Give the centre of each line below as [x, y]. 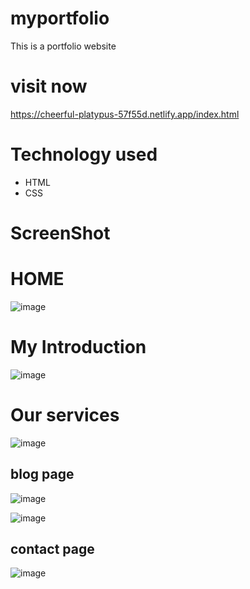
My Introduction [78, 347]
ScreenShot [60, 233]
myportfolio [60, 18]
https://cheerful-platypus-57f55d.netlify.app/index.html [125, 114]
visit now [49, 86]
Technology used [84, 154]
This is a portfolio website [63, 46]
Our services [65, 415]
